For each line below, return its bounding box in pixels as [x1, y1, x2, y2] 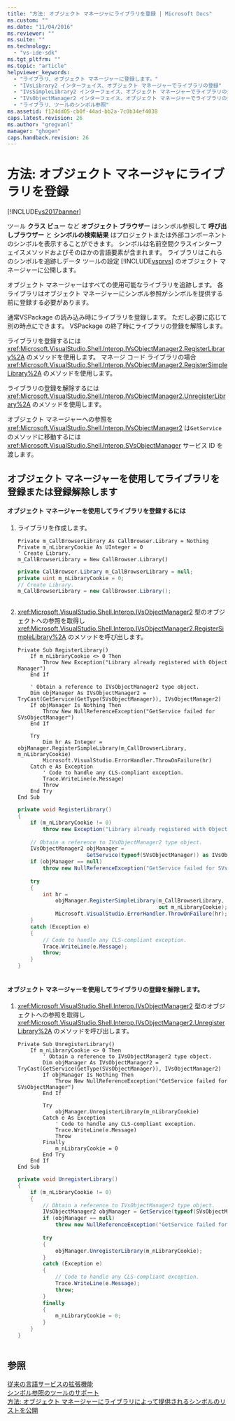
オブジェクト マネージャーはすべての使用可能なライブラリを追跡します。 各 [7, 281, 224, 289]
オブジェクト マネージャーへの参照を [7, 415, 113, 424]
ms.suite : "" [7, 36, 45, 43]
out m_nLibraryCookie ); [158, 904, 228, 911]
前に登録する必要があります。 [7, 298, 93, 307]
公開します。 [43, 266, 80, 274]
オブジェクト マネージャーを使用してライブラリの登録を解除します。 [7, 985, 204, 994]
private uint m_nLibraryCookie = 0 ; [17, 575, 124, 582]
